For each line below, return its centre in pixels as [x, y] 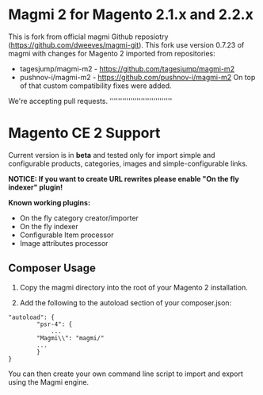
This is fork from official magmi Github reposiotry [88, 36]
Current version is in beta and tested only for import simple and [112, 155]
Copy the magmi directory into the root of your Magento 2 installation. [133, 287]
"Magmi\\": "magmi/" [71, 338]
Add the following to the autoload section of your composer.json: [126, 302]
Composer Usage [52, 268]
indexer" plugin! [36, 187]
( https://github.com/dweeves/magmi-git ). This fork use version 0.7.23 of [126, 44]
